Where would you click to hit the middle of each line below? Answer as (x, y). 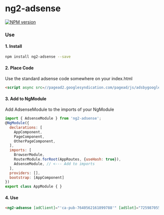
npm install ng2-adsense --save (38, 57)
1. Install (13, 46)
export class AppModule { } (34, 187)
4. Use (12, 197)
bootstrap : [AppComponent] (37, 177)
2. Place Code (20, 68)
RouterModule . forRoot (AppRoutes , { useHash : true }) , (67, 159)
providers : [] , (25, 173)
